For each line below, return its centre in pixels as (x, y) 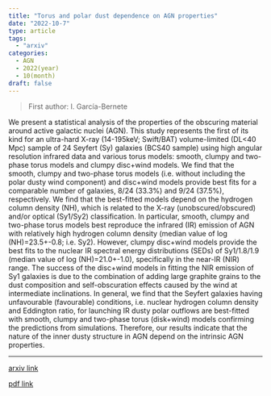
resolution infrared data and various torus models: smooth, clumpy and (126, 156)
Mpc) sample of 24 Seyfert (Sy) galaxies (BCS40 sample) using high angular (135, 148)
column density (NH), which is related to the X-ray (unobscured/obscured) (132, 207)
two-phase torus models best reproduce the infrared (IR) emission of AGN (131, 225)
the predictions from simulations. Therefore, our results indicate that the (128, 327)
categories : (28, 53)
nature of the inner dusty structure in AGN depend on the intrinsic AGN (126, 336)
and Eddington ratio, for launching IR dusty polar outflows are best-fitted (129, 311)
